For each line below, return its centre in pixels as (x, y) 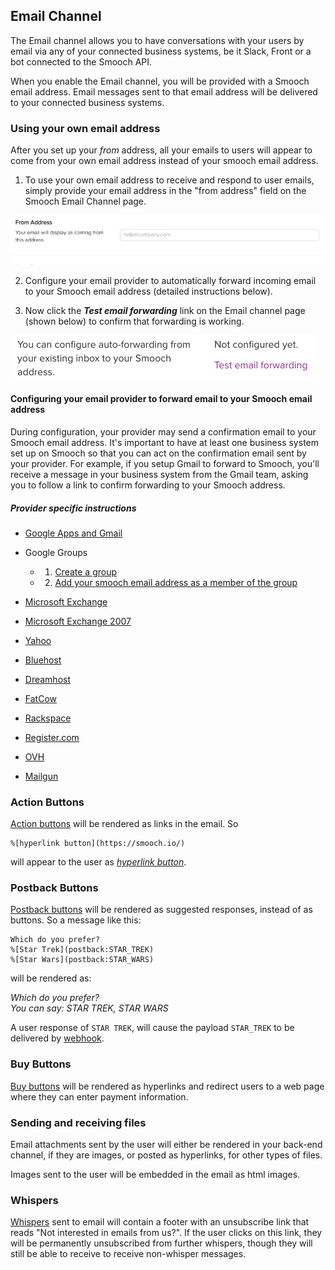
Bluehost (43, 660)
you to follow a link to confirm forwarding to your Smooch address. (148, 485)
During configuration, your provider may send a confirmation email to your (163, 431)
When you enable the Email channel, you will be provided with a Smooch (160, 81)
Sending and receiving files (78, 1122)
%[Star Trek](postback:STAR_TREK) (82, 950)
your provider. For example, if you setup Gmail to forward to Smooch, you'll (165, 463)
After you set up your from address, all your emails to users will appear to (161, 150)
